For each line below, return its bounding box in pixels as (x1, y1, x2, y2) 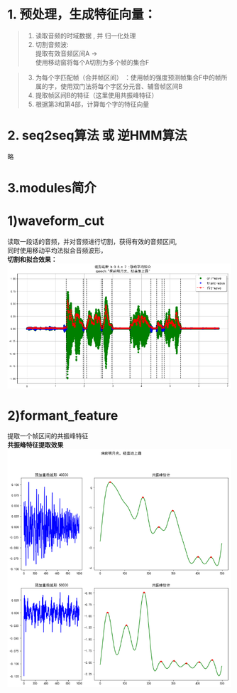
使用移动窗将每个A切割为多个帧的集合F (35, 58, 150, 66)
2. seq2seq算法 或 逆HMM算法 (7, 127, 187, 144)
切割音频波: (35, 40, 69, 48)
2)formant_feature (7, 407, 118, 423)
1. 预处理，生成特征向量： (7, 6, 157, 23)
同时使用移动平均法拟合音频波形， (7, 246, 107, 255)
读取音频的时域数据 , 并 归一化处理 (35, 31, 136, 40)
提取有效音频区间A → (35, 49, 98, 58)
